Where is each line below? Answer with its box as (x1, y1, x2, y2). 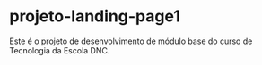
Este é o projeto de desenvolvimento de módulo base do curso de (9, 36, 253, 46)
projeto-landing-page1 (9, 6, 181, 27)
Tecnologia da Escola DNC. (9, 45, 110, 55)
